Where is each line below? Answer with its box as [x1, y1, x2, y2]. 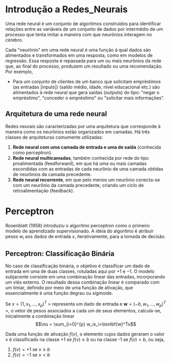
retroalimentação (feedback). [12, 187, 75, 194]
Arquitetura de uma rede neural [5, 110, 107, 118]
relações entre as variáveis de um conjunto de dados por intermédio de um [5, 26, 163, 32]
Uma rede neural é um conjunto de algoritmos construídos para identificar [5, 20, 161, 27]
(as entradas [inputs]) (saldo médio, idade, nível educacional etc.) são [12, 83, 160, 90]
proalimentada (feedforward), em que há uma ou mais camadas [12, 160, 147, 166]
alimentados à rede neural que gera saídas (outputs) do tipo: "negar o [12, 89, 160, 95]
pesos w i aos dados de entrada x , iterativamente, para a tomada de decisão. [5, 233, 166, 241]
